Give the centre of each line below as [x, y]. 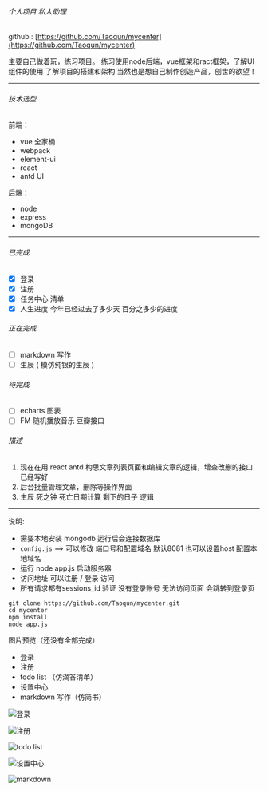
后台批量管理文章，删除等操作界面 [76, 487]
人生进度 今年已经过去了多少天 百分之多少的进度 [99, 308]
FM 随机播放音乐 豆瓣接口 [62, 421]
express [33, 217]
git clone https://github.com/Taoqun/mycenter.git [94, 603]
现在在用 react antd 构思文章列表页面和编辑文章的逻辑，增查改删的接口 [136, 467]
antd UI [32, 176]
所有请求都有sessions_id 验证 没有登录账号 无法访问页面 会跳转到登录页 [137, 588]
